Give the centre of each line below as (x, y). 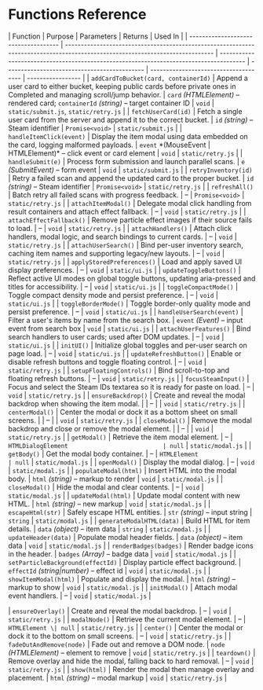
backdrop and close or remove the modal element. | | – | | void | (111, 428)
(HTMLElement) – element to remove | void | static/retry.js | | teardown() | (132, 652)
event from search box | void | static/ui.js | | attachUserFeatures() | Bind (130, 328)
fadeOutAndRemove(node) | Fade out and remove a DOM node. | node (117, 644)
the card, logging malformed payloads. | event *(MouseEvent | (109, 145)
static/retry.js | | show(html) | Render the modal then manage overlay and (131, 669)
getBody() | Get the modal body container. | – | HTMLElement (103, 453)
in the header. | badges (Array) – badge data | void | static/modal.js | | (122, 554)
